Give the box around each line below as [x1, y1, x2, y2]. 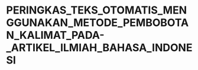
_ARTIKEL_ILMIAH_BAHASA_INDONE [6, 41, 193, 55]
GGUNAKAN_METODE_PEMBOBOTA [6, 16, 189, 29]
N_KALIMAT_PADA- [6, 29, 105, 42]
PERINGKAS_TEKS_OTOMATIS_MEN [6, 4, 187, 17]
